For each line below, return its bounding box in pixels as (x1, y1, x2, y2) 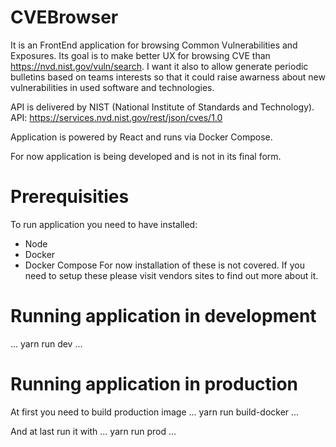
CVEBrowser (10, 6, 119, 29)
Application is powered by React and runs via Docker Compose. (10, 131, 273, 143)
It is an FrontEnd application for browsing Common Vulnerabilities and (10, 39, 298, 51)
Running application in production (10, 373, 299, 395)
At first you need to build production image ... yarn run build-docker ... (10, 406, 300, 418)
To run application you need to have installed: (10, 218, 198, 230)
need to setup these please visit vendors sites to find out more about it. (24, 269, 319, 281)
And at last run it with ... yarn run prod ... (10, 425, 177, 437)
